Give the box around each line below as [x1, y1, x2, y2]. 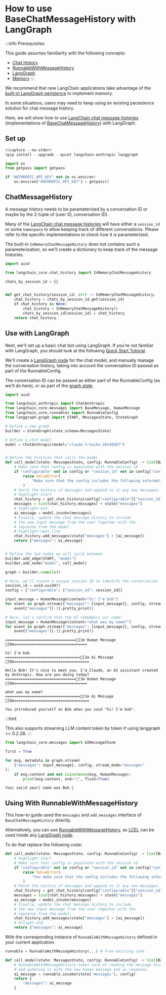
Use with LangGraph [5, 329, 69, 337]
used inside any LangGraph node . [5, 832, 74, 838]
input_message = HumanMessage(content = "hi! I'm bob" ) [5, 597, 119, 602]
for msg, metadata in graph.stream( [5, 758, 81, 763]
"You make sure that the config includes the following [31, 874, 149, 880]
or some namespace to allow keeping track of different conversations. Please [5, 226, 159, 232]
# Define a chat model [5, 437, 52, 442]
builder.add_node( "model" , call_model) [5, 560, 87, 565]
